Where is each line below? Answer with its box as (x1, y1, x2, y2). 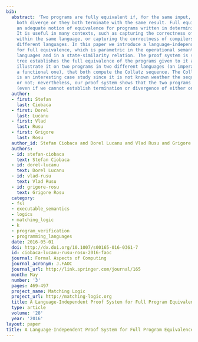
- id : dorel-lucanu (11, 162, 60, 168)
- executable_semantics (11, 206, 70, 212)
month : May (11, 272, 38, 278)
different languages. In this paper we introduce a (16, 42, 146, 48)
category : (11, 195, 35, 201)
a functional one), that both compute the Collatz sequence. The (16, 69, 181, 75)
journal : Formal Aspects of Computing (11, 255, 107, 261)
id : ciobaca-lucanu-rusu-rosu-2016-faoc (11, 250, 112, 256)
